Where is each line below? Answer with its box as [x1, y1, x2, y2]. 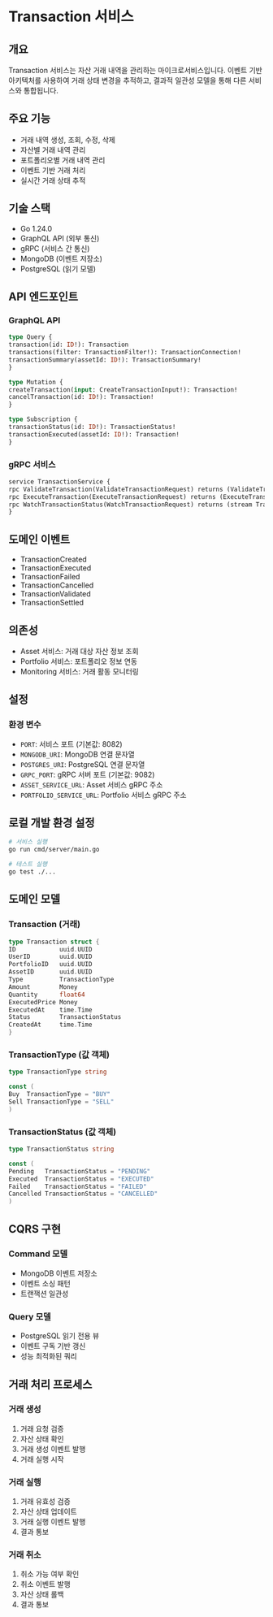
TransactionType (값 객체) [8, 1049, 110, 1060]
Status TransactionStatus [8, 1013, 122, 1021]
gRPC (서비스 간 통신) [19, 243, 90, 253]
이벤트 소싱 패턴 [19, 1278, 71, 1288]
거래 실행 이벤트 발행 [19, 1517, 86, 1527]
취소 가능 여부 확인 [19, 1569, 80, 1579]
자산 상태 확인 [19, 1433, 64, 1443]
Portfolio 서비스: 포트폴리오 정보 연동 [19, 656, 138, 666]
